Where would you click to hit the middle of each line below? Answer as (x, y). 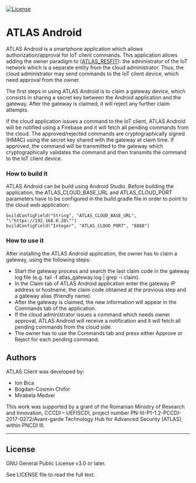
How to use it (25, 241)
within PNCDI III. (26, 425)
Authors (21, 358)
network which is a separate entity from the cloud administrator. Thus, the (95, 67)
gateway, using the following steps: (48, 260)
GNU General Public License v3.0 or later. (56, 463)
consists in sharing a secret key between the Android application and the (94, 97)
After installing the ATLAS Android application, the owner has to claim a (92, 253)
